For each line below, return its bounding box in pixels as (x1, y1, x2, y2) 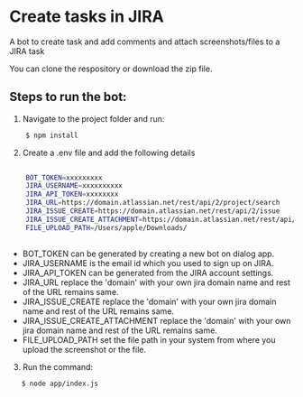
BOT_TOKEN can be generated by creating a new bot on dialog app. (22, 248, 275, 259)
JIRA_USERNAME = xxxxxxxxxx (25, 181, 124, 190)
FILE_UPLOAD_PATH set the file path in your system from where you (22, 334, 277, 345)
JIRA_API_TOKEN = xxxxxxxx (25, 189, 119, 199)
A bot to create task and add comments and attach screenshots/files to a (9, 36, 280, 47)
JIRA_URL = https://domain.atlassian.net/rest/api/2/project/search (25, 198, 280, 208)
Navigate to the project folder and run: (22, 113, 165, 124)
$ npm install (25, 131, 78, 140)
